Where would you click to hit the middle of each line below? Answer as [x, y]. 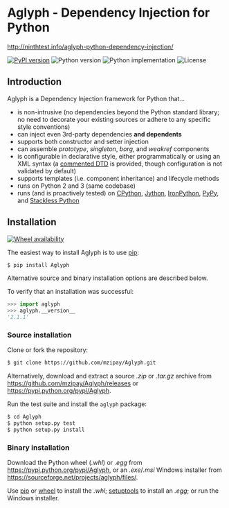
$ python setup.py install [46, 430]
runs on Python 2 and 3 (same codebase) [76, 186]
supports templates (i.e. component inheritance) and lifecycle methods [118, 178]
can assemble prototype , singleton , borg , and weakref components [113, 149]
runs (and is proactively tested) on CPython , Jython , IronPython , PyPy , [118, 193]
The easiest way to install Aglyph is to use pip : [73, 252]
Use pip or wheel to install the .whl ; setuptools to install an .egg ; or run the [113, 491]
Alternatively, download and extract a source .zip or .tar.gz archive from [110, 376]
